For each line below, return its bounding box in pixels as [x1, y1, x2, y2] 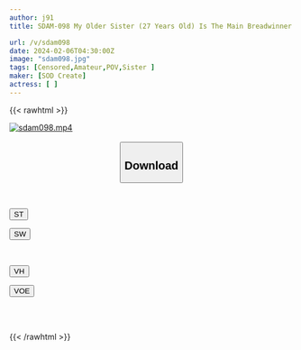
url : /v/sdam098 [9, 38, 70, 47]
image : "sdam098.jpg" [9, 55, 91, 64]
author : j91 [9, 13, 54, 23]
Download [124, 159, 178, 172]
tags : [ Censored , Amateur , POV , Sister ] [9, 63, 155, 72]
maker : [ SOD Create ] [9, 71, 87, 81]
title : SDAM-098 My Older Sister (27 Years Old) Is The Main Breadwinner [9, 22, 293, 31]
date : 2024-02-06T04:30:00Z [9, 46, 115, 55]
